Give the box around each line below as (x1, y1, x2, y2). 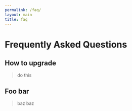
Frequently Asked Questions (5, 39, 127, 50)
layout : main (5, 12, 32, 17)
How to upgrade (5, 59, 57, 67)
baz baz (17, 100, 34, 106)
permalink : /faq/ (5, 7, 41, 13)
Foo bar (5, 87, 29, 95)
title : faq (5, 17, 28, 22)
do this (17, 72, 32, 79)
